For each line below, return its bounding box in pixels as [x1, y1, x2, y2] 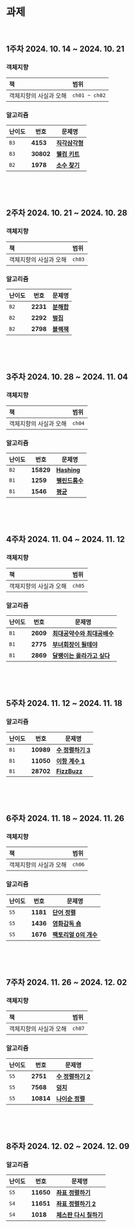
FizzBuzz [55, 767, 83, 775]
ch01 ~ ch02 [72, 92, 106, 98]
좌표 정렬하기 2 [55, 1200, 96, 1208]
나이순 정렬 [55, 1094, 85, 1103]
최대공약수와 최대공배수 [52, 629, 114, 637]
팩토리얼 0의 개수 [52, 930, 98, 939]
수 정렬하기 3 [55, 746, 91, 754]
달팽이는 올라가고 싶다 [52, 651, 110, 660]
